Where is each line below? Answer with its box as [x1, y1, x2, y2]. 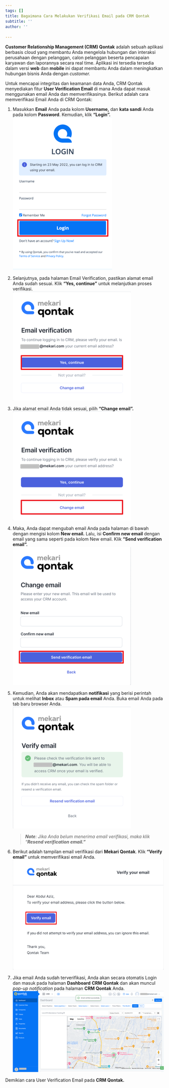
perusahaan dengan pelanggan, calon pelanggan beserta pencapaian [5, 54, 149, 61]
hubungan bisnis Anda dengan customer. [5, 71, 91, 77]
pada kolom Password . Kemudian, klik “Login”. [12, 111, 111, 118]
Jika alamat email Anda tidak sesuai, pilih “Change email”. [12, 406, 134, 412]
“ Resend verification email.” [25, 839, 86, 845]
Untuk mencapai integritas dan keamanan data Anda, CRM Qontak [5, 81, 143, 87]
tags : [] [5, 8, 24, 13]
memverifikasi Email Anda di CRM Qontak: [5, 96, 93, 103]
